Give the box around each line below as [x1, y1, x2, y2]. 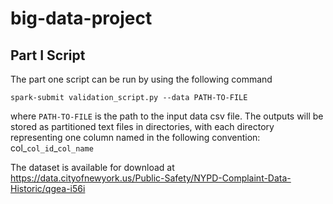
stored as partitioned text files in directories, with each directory [10, 121, 275, 132]
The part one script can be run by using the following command [10, 73, 273, 85]
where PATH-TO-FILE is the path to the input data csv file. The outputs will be [10, 110, 324, 122]
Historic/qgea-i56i [10, 183, 86, 194]
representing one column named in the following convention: [10, 132, 261, 143]
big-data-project [10, 7, 153, 30]
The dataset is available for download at [10, 162, 175, 173]
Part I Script [10, 47, 86, 64]
